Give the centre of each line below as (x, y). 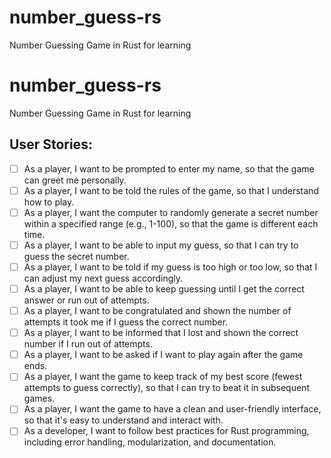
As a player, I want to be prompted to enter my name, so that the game (169, 168)
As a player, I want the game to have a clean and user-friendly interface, (172, 409)
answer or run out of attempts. (86, 300)
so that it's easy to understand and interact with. (123, 420)
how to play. (49, 202)
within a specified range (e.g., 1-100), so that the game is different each (171, 223)
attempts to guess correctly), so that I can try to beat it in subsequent (166, 388)
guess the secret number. (76, 256)
